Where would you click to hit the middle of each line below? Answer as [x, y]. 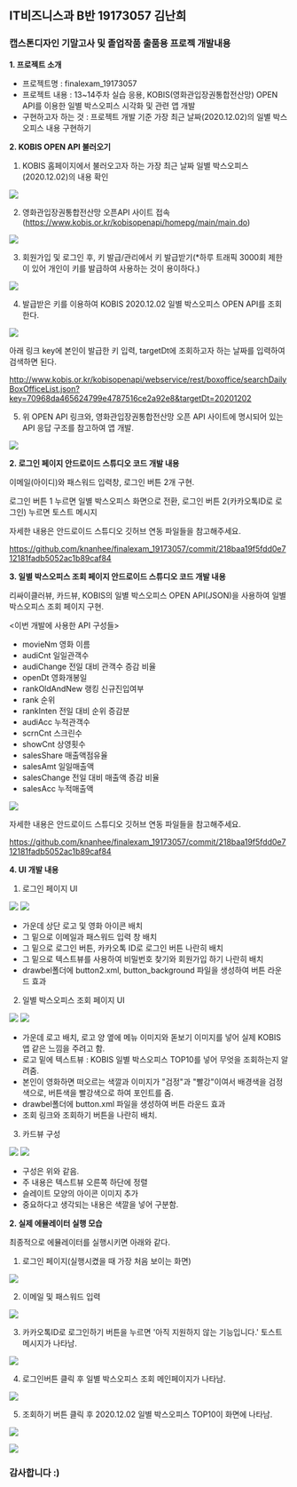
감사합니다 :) [35, 1473]
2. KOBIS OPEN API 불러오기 [60, 147]
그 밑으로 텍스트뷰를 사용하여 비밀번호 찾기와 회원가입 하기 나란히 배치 [143, 958]
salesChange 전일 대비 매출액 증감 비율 [90, 777]
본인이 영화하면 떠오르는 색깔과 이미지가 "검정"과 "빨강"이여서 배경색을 [144, 1081]
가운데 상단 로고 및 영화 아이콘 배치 [82, 926]
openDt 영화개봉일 [55, 677]
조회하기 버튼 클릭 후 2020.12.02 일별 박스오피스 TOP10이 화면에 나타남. [147, 1414]
